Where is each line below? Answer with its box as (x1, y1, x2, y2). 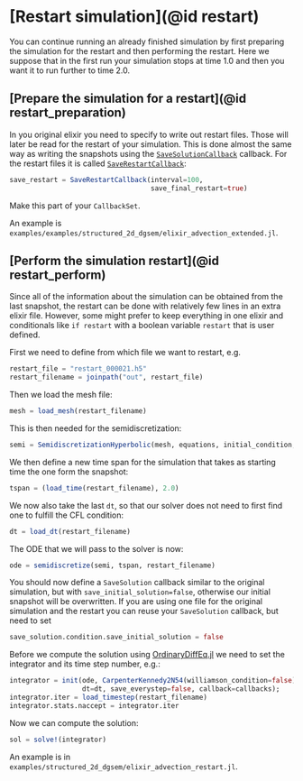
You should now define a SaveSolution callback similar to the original (9, 577, 265, 588)
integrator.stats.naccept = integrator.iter (9, 701, 179, 710)
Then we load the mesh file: (9, 390, 113, 400)
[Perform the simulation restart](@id (9, 253, 219, 268)
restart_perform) (9, 267, 106, 282)
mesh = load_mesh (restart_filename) (9, 407, 147, 416)
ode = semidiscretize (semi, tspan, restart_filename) (9, 561, 216, 570)
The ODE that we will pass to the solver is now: (9, 543, 184, 554)
